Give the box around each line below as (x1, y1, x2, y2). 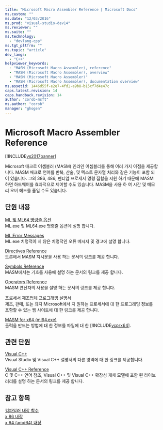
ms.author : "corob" (5, 102, 45, 107)
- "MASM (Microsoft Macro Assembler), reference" (9, 66, 112, 71)
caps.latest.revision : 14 (5, 88, 57, 93)
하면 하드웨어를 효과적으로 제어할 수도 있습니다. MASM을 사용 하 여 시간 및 (5, 181, 147, 187)
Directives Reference (5, 248, 47, 254)
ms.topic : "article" (5, 47, 47, 52)
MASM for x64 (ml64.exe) (5, 317, 57, 322)
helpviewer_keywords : (5, 61, 49, 66)
